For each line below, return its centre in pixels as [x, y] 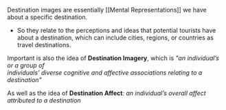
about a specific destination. [47, 17]
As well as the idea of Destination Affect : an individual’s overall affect [106, 93]
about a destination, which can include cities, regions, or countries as [115, 38]
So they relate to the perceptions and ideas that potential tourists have [116, 30]
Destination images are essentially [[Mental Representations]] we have [107, 10]
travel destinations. [44, 45]
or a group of [26, 65]
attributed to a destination [44, 100]
